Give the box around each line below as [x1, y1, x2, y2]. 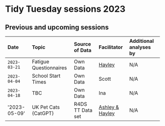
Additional [129, 38, 154, 44]
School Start [31, 72, 60, 79]
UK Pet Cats [31, 104, 60, 110]
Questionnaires [31, 64, 67, 71]
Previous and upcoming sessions [5, 23, 109, 31]
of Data [74, 47, 92, 54]
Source [74, 41, 91, 47]
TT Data [74, 107, 93, 114]
